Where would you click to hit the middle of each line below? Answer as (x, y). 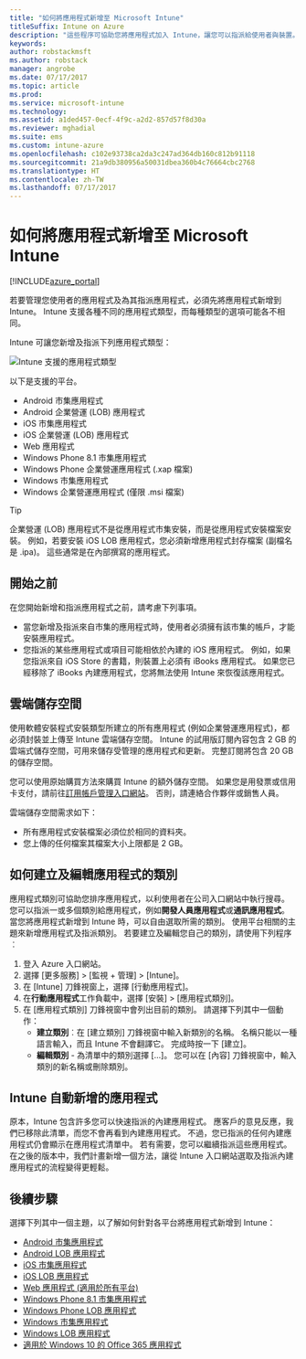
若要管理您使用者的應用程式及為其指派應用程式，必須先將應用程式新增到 (145, 300)
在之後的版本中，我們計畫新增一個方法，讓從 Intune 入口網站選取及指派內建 (152, 1156)
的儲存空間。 (33, 762)
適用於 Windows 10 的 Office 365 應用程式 (102, 1345)
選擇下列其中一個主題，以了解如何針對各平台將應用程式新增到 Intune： (142, 1223)
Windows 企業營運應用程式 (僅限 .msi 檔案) (103, 492)
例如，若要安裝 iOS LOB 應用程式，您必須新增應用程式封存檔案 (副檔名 (160, 541)
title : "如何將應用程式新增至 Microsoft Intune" (97, 18)
